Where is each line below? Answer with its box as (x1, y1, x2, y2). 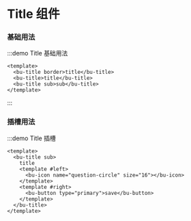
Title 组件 (7, 6, 60, 22)
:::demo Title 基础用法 (7, 49, 68, 57)
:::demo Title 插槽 (7, 134, 56, 142)
